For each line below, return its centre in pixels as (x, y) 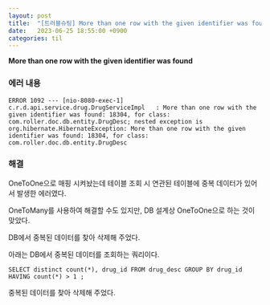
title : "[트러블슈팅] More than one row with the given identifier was (129, 23)
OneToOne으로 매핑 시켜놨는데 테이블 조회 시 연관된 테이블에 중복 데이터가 (125, 183)
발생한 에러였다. (41, 193)
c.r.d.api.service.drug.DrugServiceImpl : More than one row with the (133, 108)
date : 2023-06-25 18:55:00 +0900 (68, 31)
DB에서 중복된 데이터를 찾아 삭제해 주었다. (74, 237)
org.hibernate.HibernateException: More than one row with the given (127, 128)
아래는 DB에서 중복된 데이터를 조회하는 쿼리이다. (84, 254)
